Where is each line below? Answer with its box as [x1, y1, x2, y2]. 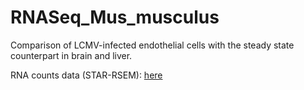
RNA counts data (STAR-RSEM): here [10, 69, 163, 81]
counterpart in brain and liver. [10, 49, 133, 61]
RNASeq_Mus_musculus [10, 6, 220, 29]
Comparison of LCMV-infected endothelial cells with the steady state [10, 39, 295, 51]
